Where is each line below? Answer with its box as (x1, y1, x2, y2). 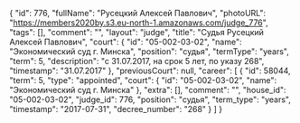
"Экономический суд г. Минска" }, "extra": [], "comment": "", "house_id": (9, 85, 286, 95)
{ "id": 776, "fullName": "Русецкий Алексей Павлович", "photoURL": (9, 8, 267, 18)
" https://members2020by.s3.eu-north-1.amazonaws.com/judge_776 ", (9, 17, 268, 28)
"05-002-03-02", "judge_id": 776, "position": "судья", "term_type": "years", (9, 94, 292, 105)
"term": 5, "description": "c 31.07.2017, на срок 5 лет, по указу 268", (9, 56, 265, 66)
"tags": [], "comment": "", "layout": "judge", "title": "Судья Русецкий (9, 27, 265, 37)
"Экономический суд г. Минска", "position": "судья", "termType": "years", (9, 46, 289, 57)
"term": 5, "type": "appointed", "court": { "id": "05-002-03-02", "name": (9, 75, 277, 85)
